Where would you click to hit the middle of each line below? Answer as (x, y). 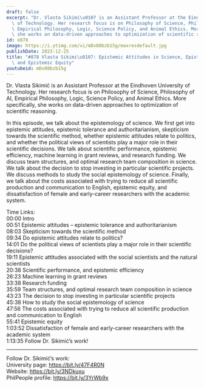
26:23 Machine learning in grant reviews (57, 277)
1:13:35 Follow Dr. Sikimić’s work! (47, 341)
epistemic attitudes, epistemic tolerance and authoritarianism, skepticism (98, 130)
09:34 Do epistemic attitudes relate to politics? (65, 238)
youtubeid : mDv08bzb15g (36, 68)
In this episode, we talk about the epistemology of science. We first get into (101, 123)
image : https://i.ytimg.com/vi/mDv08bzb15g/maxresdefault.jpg (87, 46)
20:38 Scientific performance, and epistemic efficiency (75, 270)
